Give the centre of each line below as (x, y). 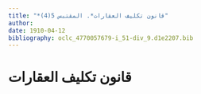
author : (21, 23)
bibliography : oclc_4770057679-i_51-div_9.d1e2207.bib (101, 38)
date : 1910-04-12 (37, 30)
